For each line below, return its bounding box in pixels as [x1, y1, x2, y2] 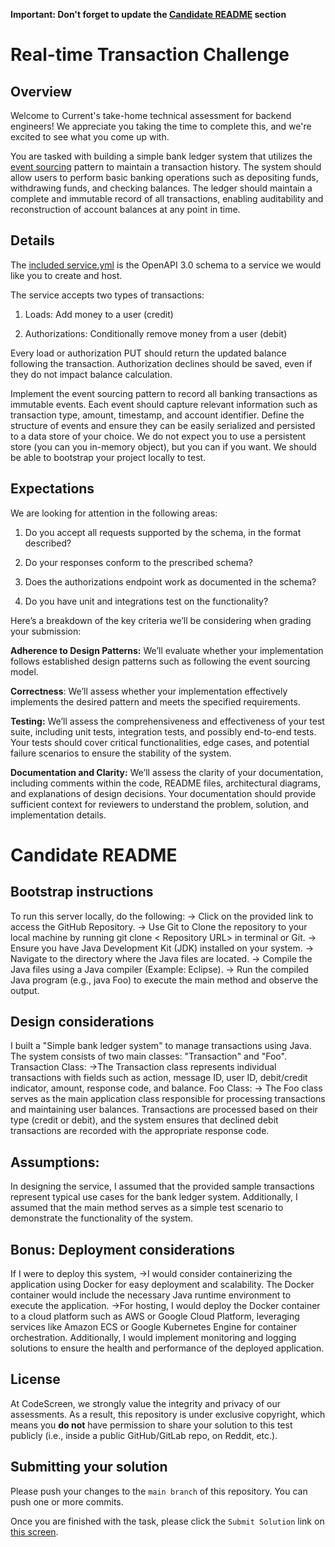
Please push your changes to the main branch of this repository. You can [10, 1485, 308, 1497]
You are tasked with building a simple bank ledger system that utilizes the [10, 150, 313, 162]
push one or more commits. [10, 1495, 124, 1508]
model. [10, 665, 39, 678]
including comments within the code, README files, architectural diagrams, [10, 777, 321, 789]
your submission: [10, 625, 82, 637]
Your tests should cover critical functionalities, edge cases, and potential [10, 736, 310, 748]
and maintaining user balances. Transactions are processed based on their [10, 1104, 318, 1116]
